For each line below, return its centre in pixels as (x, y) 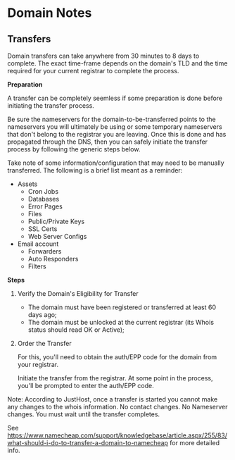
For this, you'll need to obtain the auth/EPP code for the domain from (117, 357)
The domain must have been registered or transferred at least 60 (122, 307)
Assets (27, 184)
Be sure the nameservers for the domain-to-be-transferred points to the (112, 119)
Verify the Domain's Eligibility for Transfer (78, 293)
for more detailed (195, 443)
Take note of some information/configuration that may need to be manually (116, 163)
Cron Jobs (43, 191)
